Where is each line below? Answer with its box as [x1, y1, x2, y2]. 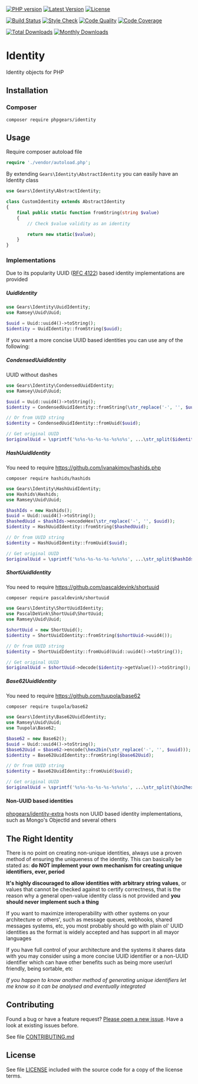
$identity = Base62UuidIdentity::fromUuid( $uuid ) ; [6, 768, 133, 774]
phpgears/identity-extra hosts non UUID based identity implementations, [6, 810, 183, 817]
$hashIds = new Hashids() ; [6, 507, 72, 513]
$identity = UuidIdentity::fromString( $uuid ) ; [6, 326, 123, 332]
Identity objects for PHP [6, 68, 64, 75]
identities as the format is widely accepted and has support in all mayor [6, 928, 180, 935]
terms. [6, 1072, 22, 1079]
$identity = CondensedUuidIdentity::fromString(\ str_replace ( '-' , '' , [6, 404, 183, 410]
